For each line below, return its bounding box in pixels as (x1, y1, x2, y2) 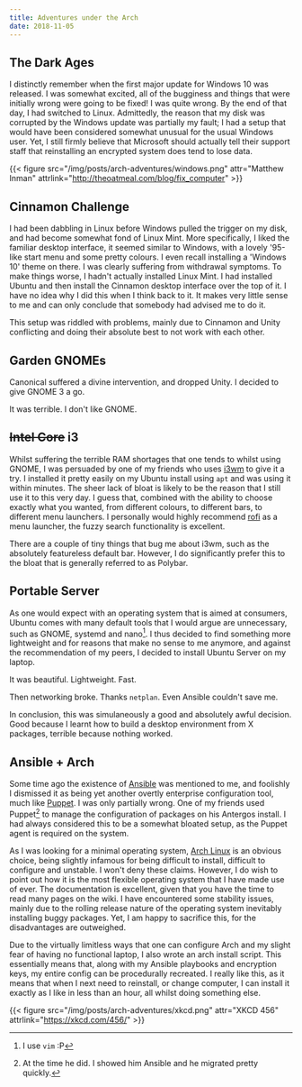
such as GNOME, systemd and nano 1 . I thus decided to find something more (9, 626, 291, 639)
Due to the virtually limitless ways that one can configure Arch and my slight (9, 939, 291, 950)
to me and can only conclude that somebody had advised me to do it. (9, 299, 267, 311)
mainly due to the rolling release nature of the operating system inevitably (9, 902, 282, 913)
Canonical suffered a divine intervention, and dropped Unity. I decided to (9, 376, 279, 388)
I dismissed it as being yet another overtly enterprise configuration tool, (9, 788, 274, 799)
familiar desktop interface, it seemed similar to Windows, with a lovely (9, 242, 268, 253)
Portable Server (9, 583, 101, 599)
